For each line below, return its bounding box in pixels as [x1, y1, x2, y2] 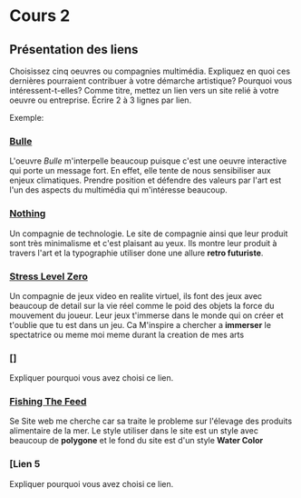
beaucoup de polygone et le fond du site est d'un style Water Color [9, 435, 264, 446]
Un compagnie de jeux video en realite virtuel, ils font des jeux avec [9, 290, 263, 301]
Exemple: [9, 113, 44, 123]
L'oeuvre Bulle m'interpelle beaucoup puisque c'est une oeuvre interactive [9, 155, 287, 166]
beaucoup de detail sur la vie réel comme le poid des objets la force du [9, 300, 275, 311]
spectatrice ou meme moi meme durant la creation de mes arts [9, 329, 245, 340]
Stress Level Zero [9, 270, 89, 283]
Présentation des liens [9, 42, 139, 57]
